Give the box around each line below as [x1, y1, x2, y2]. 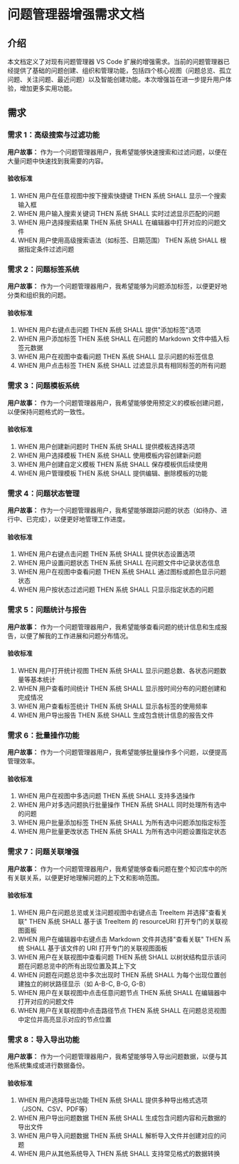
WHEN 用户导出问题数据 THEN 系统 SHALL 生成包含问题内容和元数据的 [17, 1113, 226, 1123]
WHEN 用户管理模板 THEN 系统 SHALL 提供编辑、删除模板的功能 [17, 468, 208, 478]
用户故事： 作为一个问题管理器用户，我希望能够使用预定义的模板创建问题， [7, 398, 228, 407]
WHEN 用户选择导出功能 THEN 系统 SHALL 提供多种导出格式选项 [17, 1096, 208, 1105]
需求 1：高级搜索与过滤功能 [7, 130, 100, 140]
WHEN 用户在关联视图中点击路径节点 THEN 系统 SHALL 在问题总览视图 [17, 1006, 226, 1014]
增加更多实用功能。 [19, 84, 76, 93]
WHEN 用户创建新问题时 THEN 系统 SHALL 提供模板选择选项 [17, 442, 196, 450]
